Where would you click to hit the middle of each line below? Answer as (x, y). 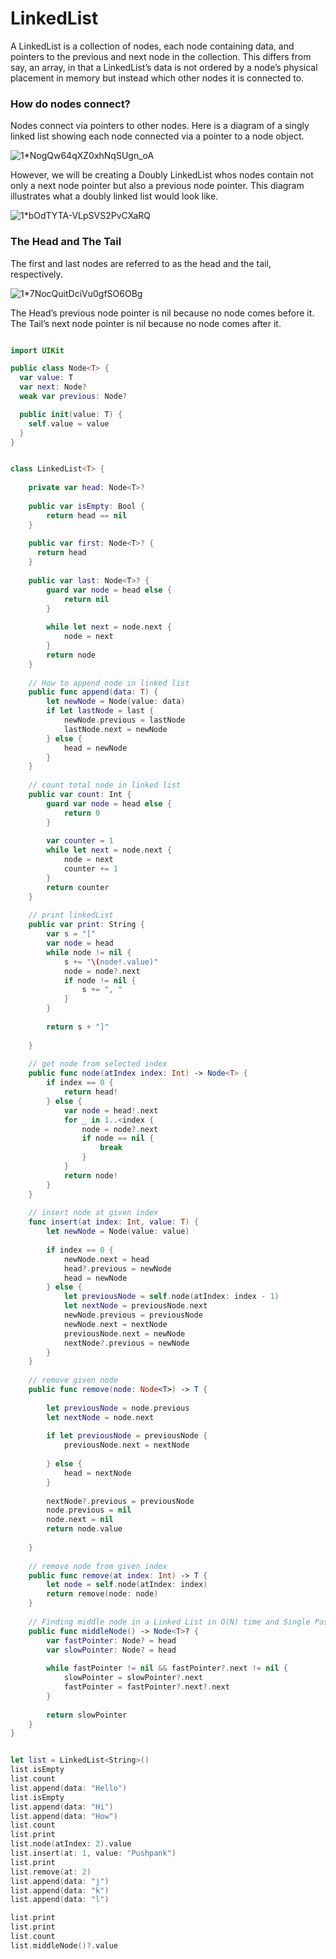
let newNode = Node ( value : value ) (118, 1232)
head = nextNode (97, 1473)
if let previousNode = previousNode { (127, 1436)
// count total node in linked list (105, 785)
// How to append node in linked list (109, 683)
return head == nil (87, 515)
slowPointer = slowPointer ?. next (133, 1678)
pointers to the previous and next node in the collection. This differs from (161, 56)
